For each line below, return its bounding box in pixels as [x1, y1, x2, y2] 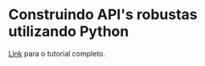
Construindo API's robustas [8, 6, 199, 24]
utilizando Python [8, 22, 129, 41]
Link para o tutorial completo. [8, 49, 106, 58]
